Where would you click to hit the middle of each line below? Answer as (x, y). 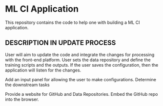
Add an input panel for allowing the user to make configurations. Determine (81, 79)
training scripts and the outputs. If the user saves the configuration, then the (82, 65)
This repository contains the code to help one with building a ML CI (72, 22)
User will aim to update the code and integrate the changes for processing (80, 54)
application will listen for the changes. (43, 70)
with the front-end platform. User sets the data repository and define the (78, 60)
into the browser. (22, 99)
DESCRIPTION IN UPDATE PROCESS (61, 43)
